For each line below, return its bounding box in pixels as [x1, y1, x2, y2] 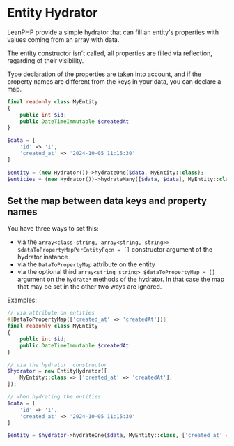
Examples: [7, 296, 37, 305]
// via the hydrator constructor [7, 361, 108, 368]
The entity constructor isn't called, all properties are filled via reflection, [7, 49, 212, 57]
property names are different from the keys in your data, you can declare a [7, 77, 221, 85]
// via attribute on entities [7, 310, 95, 317]
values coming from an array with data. [7, 35, 120, 43]
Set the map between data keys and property [7, 194, 208, 207]
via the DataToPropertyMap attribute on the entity [17, 260, 155, 268]
